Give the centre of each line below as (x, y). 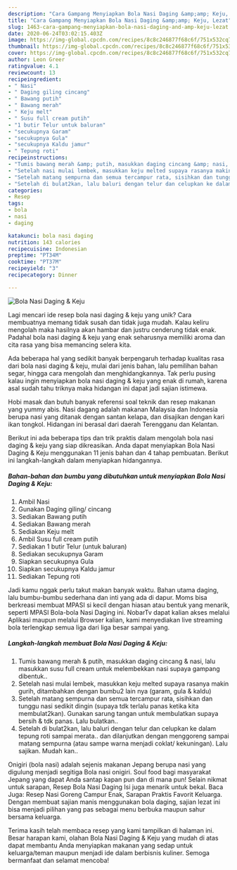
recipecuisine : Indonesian (47, 249)
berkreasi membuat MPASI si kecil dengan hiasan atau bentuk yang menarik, (119, 605)
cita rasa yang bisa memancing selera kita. (70, 345)
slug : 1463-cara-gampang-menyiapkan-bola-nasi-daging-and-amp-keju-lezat (118, 27)
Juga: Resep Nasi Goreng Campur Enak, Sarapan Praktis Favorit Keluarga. (115, 794)
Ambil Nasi (34, 501)
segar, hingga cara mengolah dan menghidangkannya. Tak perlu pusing (112, 373)
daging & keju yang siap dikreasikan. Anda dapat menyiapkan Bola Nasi (111, 445)
